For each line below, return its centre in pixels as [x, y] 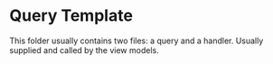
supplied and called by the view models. [85, 50]
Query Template [71, 16]
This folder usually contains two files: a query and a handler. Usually [136, 41]
